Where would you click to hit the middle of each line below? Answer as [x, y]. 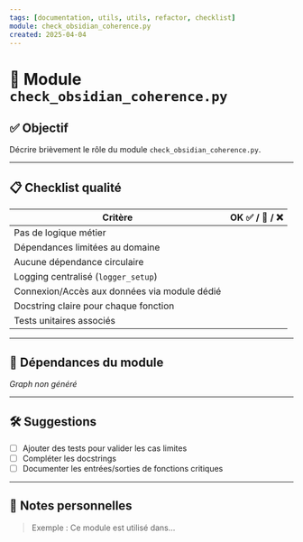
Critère [118, 217]
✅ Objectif [39, 128]
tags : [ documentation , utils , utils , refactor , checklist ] [123, 18]
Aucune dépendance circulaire [79, 262]
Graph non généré [43, 384]
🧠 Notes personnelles [71, 506]
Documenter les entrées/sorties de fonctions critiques [123, 468]
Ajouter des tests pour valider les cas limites [105, 448]
